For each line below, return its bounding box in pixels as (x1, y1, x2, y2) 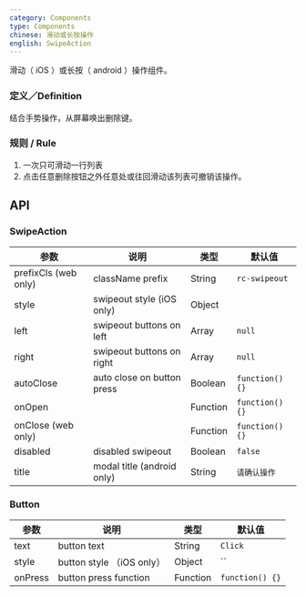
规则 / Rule (9, 137, 56, 150)
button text (57, 539, 105, 551)
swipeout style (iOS (92, 292, 178, 305)
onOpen (14, 400, 48, 413)
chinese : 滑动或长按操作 (9, 30, 94, 39)
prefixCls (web (14, 266, 77, 278)
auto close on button (92, 370, 181, 383)
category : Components (9, 13, 92, 23)
